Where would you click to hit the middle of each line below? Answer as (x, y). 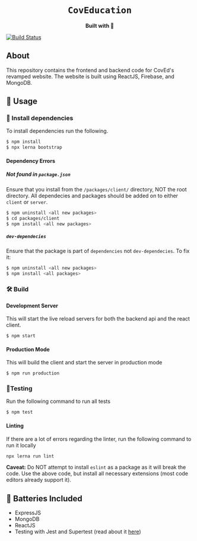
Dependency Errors (31, 161)
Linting (15, 425)
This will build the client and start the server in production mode (84, 363)
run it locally (21, 445)
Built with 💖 (100, 25)
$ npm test (20, 412)
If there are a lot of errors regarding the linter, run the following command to (99, 439)
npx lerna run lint (30, 456)
